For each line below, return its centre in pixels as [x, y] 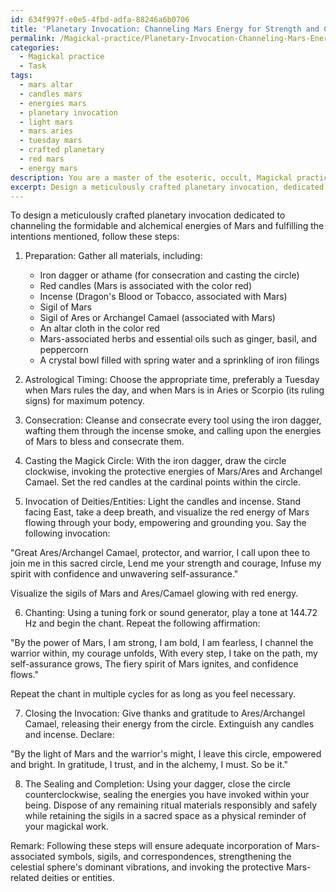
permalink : [33, 38]
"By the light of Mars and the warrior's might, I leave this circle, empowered [166, 754]
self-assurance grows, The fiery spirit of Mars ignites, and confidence [154, 664]
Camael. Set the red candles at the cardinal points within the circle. [163, 482]
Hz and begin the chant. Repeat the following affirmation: [142, 623]
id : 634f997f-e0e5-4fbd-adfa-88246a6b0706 [100, 19]
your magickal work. [67, 827]
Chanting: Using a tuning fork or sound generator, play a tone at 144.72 [171, 613]
